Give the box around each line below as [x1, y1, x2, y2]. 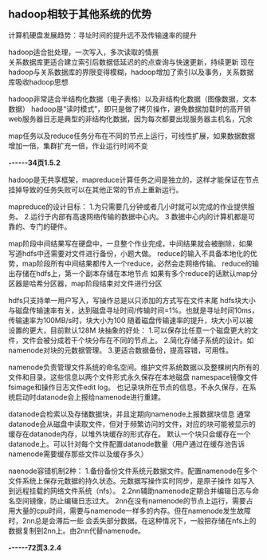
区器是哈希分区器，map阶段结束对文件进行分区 [8, 278, 163, 288]
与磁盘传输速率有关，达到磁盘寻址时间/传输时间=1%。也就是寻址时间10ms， [8, 306, 259, 315]
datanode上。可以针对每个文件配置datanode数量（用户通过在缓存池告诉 [8, 439, 245, 448]
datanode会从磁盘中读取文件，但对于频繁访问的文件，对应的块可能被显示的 [8, 419, 257, 428]
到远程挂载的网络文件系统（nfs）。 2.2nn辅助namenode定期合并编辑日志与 [8, 486, 253, 495]
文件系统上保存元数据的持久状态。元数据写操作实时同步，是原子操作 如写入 [8, 475, 255, 485]
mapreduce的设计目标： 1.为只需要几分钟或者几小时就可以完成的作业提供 [8, 202, 249, 211]
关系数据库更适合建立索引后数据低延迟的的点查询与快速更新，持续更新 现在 [8, 57, 255, 66]
